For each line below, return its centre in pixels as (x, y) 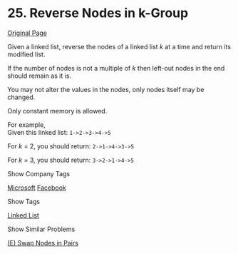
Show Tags (24, 201)
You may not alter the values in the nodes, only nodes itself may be (106, 89)
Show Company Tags (38, 173)
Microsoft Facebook (37, 188)
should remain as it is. (40, 76)
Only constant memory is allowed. (57, 111)
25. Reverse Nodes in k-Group (98, 13)
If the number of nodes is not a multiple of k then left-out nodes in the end (116, 68)
